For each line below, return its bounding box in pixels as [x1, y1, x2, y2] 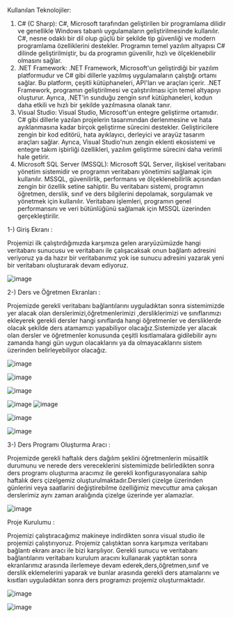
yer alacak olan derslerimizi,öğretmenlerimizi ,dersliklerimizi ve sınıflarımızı [7, 309, 221, 317]
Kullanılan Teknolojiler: [7, 6, 72, 14]
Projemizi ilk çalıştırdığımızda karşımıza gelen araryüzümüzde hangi [7, 239, 201, 247]
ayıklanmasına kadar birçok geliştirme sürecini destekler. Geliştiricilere [17, 123, 219, 131]
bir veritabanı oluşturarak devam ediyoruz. [7, 261, 129, 269]
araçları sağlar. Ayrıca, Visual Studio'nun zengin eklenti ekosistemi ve [17, 138, 216, 146]
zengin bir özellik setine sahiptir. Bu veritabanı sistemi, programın [17, 183, 204, 190]
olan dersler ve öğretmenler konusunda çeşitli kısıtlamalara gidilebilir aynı [7, 331, 217, 339]
